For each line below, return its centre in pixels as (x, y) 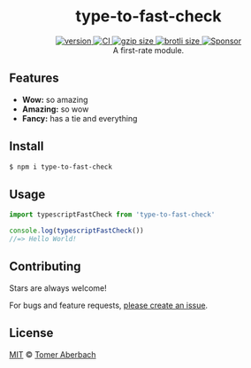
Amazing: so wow (55, 109)
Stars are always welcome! (58, 288)
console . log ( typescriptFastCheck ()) (76, 231)
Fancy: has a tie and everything (80, 118)
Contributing (45, 266)
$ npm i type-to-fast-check (61, 167)
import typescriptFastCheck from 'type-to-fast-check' (112, 215)
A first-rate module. (148, 50)
